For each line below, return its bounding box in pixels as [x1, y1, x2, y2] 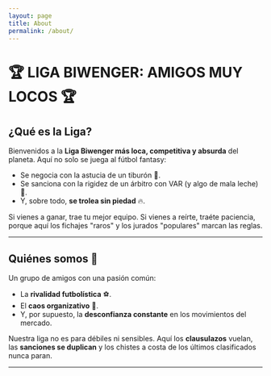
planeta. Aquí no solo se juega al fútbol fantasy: [8, 155, 167, 165]
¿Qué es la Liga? [8, 124, 93, 138]
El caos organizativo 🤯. [19, 301, 99, 311]
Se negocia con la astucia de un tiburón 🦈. [19, 170, 161, 180]
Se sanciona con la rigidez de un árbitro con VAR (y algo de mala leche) [19, 179, 259, 189]
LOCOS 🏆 [8, 87, 77, 106]
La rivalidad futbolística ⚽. [19, 290, 111, 299]
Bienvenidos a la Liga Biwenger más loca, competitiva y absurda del [8, 146, 239, 156]
